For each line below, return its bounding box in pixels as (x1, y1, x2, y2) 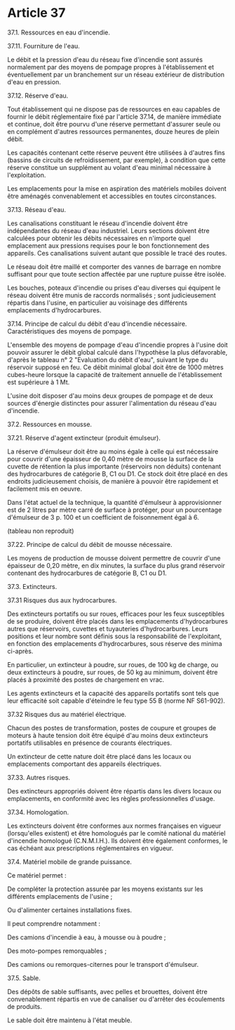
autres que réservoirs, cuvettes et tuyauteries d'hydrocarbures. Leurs (7, 624, 208, 633)
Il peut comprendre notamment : (7, 919, 100, 927)
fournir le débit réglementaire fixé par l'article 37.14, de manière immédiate (7, 112, 222, 121)
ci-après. (7, 647, 34, 655)
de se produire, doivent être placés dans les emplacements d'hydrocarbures (7, 616, 228, 626)
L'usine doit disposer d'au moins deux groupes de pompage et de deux (7, 391, 213, 400)
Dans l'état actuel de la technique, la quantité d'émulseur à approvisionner (7, 498, 222, 506)
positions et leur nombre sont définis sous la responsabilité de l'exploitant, (7, 632, 222, 640)
